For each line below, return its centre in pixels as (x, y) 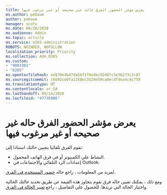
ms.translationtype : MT (31, 84)
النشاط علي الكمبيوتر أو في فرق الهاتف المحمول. (59, 157)
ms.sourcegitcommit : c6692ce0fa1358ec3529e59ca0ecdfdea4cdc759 (73, 79)
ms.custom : (17, 61)
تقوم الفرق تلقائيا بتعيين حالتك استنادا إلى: (44, 147)
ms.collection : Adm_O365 (32, 56)
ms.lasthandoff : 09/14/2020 (35, 93)
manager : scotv (22, 24)
